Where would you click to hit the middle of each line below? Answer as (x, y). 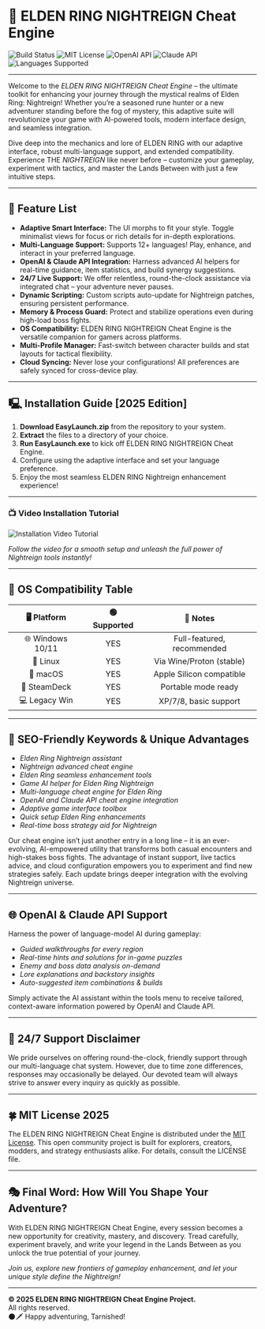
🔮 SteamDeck (46, 687)
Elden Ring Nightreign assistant (71, 758)
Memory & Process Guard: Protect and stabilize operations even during (136, 312)
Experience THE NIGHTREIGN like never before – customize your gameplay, (131, 159)
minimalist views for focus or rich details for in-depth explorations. (127, 236)
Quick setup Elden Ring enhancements (82, 817)
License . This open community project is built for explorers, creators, (120, 1142)
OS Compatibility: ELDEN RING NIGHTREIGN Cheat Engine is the (125, 328)
